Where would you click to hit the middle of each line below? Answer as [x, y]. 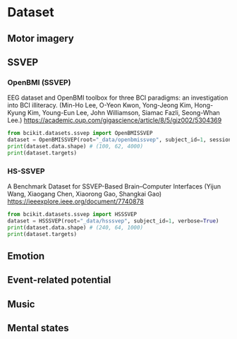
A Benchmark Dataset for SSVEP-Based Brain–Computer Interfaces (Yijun [114, 186]
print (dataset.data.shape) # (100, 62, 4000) [75, 147]
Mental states [38, 328]
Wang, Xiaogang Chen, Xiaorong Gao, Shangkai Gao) [85, 194]
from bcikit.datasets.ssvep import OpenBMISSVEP [80, 133]
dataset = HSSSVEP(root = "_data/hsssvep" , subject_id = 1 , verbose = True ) [113, 221]
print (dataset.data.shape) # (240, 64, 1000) [75, 227]
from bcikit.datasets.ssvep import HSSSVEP [72, 215]
